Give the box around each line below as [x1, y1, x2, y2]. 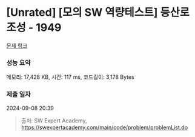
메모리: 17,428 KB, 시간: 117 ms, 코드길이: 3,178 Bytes [6, 73, 134, 81]
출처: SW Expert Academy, [21, 116, 87, 124]
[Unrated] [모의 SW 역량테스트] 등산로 [6, 5, 190, 19]
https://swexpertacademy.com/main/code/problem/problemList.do [21, 124, 188, 131]
